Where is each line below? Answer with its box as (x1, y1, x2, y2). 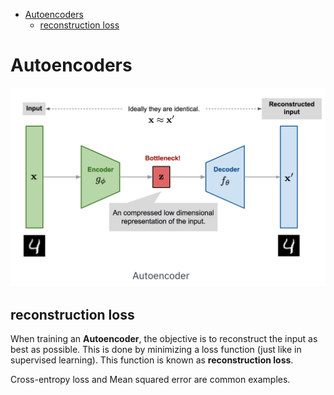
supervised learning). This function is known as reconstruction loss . (10, 354, 294, 366)
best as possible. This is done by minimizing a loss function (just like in (10, 344, 302, 356)
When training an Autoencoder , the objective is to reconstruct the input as (10, 333, 318, 345)
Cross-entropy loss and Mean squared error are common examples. (10, 374, 291, 386)
